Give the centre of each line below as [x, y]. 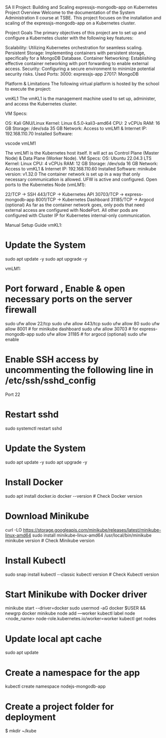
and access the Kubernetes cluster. [41, 104]
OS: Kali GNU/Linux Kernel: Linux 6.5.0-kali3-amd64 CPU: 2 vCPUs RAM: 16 [83, 123]
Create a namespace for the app [73, 673]
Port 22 [13, 394]
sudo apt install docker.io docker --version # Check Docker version [74, 496]
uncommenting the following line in [79, 370]
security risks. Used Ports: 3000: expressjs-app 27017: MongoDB [72, 74]
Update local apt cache [54, 639]
